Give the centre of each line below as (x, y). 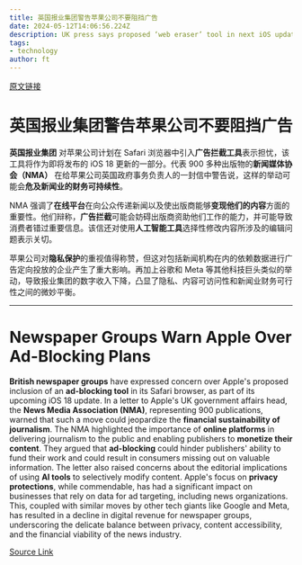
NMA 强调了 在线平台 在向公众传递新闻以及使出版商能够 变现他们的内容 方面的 (150, 205)
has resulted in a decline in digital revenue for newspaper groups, (131, 515)
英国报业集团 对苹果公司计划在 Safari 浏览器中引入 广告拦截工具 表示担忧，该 (150, 152)
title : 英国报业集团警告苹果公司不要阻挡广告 (84, 18)
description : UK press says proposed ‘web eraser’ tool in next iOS (140, 34)
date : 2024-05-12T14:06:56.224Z (70, 26)
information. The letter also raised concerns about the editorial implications (148, 467)
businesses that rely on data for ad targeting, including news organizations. (149, 496)
